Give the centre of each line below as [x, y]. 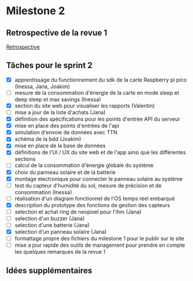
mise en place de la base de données [60, 146]
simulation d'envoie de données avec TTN [66, 133]
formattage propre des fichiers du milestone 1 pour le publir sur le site [99, 238]
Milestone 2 [36, 11]
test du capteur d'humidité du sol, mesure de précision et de [88, 185]
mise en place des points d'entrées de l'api [67, 126]
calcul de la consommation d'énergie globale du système [84, 165]
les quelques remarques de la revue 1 [60, 252]
